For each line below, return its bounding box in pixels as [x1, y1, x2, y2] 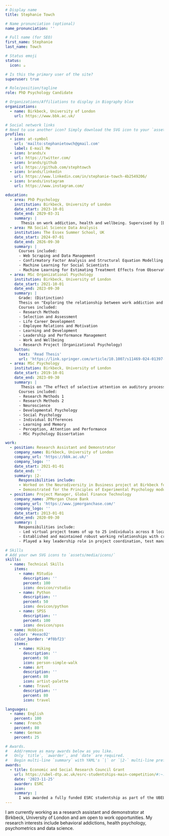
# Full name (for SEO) [5, 35, 53, 40]
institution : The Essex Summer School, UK [14, 230, 105, 235]
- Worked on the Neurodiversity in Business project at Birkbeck [18, 482, 158, 487]
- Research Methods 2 [18, 398, 64, 403]
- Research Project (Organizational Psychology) [18, 342, 123, 347]
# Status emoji [5, 53, 37, 58]
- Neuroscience [18, 403, 51, 408]
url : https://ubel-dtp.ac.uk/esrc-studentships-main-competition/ [14, 772, 156, 777]
